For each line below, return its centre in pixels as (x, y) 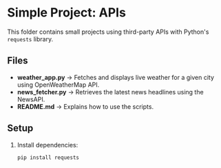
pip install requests (48, 157)
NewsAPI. (31, 99)
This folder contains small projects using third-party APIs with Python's (108, 32)
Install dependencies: (48, 145)
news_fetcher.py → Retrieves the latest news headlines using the (110, 92)
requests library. (30, 39)
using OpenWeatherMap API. (58, 85)
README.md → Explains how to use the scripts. (85, 106)
